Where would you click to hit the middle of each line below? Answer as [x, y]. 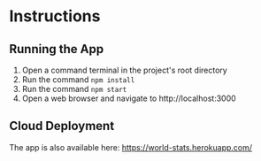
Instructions [55, 16]
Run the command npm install [78, 80]
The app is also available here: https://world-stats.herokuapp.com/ [131, 147]
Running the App [57, 49]
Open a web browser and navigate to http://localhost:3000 [129, 98]
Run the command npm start [74, 89]
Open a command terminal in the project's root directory [124, 70]
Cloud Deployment [62, 126]
